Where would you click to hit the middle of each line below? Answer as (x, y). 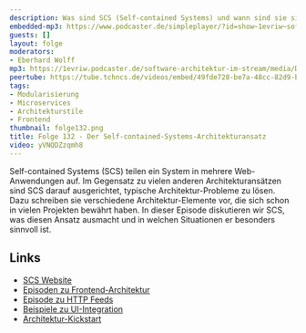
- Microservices (40, 103)
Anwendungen (37, 181)
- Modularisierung (44, 94)
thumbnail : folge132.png (56, 129)
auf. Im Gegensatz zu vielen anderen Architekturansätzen (174, 181)
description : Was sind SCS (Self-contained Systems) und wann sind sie (148, 18)
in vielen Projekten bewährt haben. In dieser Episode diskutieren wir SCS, (147, 210)
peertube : (28, 78)
